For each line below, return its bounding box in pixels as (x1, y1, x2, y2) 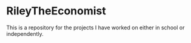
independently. (6, 30, 44, 37)
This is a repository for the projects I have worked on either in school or (6, 24, 185, 31)
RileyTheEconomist (6, 4, 106, 18)
